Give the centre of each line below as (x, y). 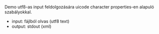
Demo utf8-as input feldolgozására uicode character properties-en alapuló (79, 7)
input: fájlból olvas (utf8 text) (40, 21)
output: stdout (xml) (31, 26)
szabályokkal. (18, 12)
